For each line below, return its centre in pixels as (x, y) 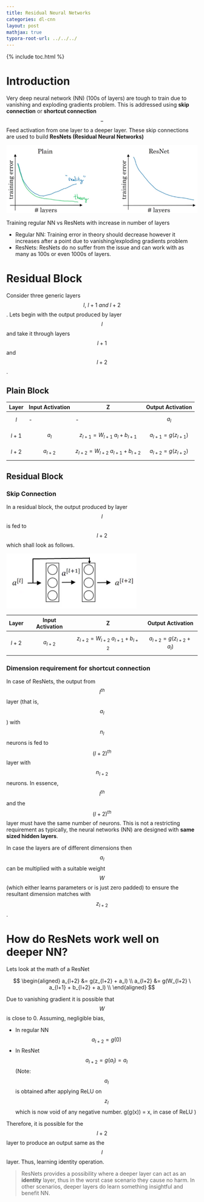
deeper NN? (37, 952)
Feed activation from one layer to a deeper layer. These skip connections (97, 130)
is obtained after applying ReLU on (58, 1092)
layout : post (23, 26)
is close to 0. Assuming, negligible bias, (56, 1018)
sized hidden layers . (32, 836)
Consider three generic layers (43, 295)
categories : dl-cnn (31, 19)
